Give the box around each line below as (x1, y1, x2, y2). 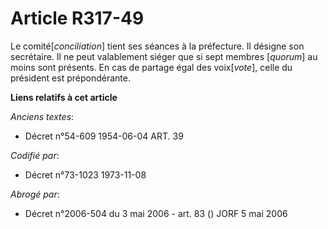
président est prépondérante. (10, 72, 131, 84)
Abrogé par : (10, 188, 60, 200)
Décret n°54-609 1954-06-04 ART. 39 (24, 130, 184, 142)
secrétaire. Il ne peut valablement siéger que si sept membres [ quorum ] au (10, 50, 318, 62)
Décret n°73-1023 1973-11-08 (24, 168, 147, 181)
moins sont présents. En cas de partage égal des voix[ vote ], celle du (10, 61, 293, 73)
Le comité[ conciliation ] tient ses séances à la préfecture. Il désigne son (10, 40, 305, 52)
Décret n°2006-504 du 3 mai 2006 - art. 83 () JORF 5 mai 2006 (24, 207, 288, 219)
